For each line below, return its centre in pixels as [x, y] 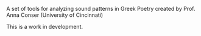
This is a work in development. [45, 27]
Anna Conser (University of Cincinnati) [55, 15]
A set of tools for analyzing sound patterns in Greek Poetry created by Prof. [101, 9]
